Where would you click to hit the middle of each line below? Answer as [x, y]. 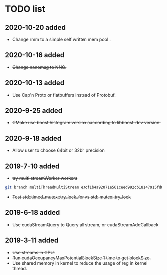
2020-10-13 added [35, 83]
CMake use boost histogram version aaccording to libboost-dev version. [86, 123]
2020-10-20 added [35, 28]
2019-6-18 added [33, 212]
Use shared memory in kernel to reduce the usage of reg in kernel [80, 263]
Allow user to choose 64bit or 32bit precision [59, 150]
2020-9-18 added [33, 138]
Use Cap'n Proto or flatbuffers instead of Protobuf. [64, 95]
